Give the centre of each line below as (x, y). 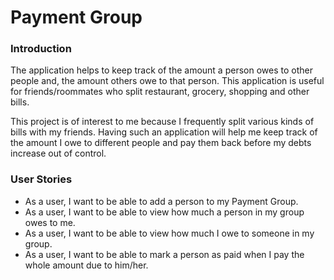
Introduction (41, 49)
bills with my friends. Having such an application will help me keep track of (164, 132)
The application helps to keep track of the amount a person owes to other (161, 70)
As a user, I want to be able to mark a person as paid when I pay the (164, 254)
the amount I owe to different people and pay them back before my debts (161, 143)
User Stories (41, 179)
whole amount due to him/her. (86, 265)
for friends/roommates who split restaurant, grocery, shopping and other (160, 92)
